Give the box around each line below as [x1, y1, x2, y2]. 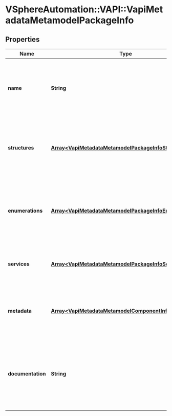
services [8, 260, 30, 268]
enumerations [8, 207, 43, 214]
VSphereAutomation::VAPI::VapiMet [5, 4, 163, 15]
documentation [8, 370, 46, 377]
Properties [5, 35, 40, 44]
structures [8, 144, 34, 151]
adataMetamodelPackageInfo [5, 14, 134, 26]
